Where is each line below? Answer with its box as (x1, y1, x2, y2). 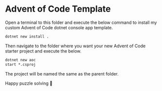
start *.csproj (5, 62, 36, 67)
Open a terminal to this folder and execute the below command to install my (5, 19, 157, 25)
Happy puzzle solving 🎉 (5, 80, 53, 86)
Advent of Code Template (5, 3, 111, 15)
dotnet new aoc (5, 57, 36, 62)
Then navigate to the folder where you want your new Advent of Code (5, 43, 146, 49)
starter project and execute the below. (5, 48, 81, 54)
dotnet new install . (5, 34, 49, 39)
